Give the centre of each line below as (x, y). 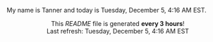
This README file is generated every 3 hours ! (118, 23)
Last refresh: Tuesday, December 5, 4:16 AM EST (118, 31)
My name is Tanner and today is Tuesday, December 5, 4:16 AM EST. (107, 10)
